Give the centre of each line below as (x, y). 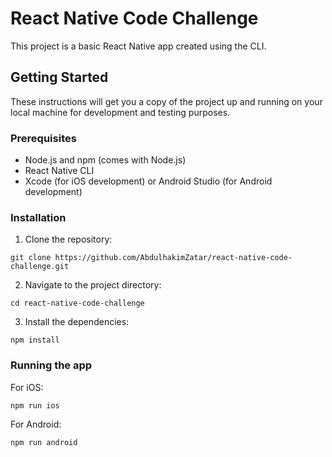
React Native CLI (59, 171)
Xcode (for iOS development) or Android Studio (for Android (148, 181)
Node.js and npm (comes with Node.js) (105, 160)
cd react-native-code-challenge (77, 303)
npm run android (44, 442)
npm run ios (35, 405)
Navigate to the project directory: (93, 285)
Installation (38, 217)
